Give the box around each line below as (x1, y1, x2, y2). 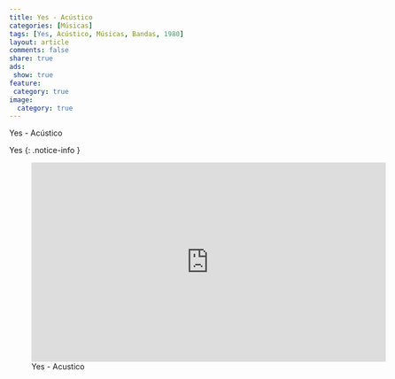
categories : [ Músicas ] (9, 21, 93, 30)
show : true (12, 71, 53, 80)
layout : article (9, 37, 69, 47)
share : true (9, 54, 53, 63)
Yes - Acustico (31, 361, 85, 372)
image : (9, 95, 34, 104)
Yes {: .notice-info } (9, 145, 81, 156)
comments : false (9, 46, 69, 55)
